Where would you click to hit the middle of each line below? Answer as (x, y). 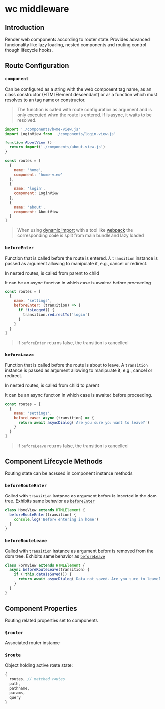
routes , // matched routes (37, 679)
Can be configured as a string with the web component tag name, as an (78, 89)
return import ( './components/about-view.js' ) (57, 147)
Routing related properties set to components (52, 620)
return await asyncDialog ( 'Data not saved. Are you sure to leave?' (90, 579)
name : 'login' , (30, 189)
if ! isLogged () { (36, 310)
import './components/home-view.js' (43, 129)
